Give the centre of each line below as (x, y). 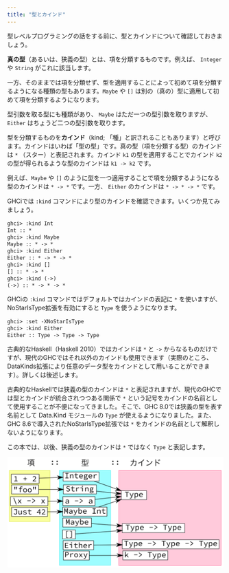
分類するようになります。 (67, 99)
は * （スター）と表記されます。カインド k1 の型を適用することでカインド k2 (115, 154)
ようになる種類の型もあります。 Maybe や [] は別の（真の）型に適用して (113, 91)
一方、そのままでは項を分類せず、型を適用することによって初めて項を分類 (112, 82)
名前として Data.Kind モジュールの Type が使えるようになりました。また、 (111, 415)
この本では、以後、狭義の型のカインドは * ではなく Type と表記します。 (108, 446)
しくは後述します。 (55, 374)
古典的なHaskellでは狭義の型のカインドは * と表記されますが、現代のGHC (111, 389)
